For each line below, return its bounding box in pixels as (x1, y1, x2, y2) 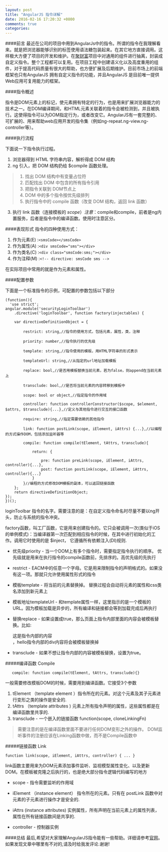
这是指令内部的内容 (12, 633, 52, 639)
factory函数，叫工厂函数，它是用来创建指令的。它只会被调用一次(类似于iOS (5, 525, 160, 531)
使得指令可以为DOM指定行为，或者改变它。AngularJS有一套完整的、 (18, 112, 159, 118)
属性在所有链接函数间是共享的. (12, 813, 75, 819)
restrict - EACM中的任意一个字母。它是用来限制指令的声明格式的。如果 (12, 565, 158, 571)
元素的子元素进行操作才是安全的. (12, 796, 80, 803)
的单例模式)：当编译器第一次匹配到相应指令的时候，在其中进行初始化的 (5, 531, 151, 537)
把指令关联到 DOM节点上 (24, 186, 76, 192)
